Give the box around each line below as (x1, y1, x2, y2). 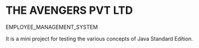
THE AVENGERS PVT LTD (5, 4, 133, 17)
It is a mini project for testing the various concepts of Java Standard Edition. (5, 35, 193, 42)
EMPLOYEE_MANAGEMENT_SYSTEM (5, 23, 98, 31)
